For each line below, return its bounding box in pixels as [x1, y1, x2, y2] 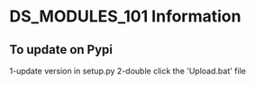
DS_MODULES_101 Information [9, 6, 241, 27]
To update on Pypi [9, 42, 114, 57]
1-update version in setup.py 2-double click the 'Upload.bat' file [9, 65, 246, 76]
